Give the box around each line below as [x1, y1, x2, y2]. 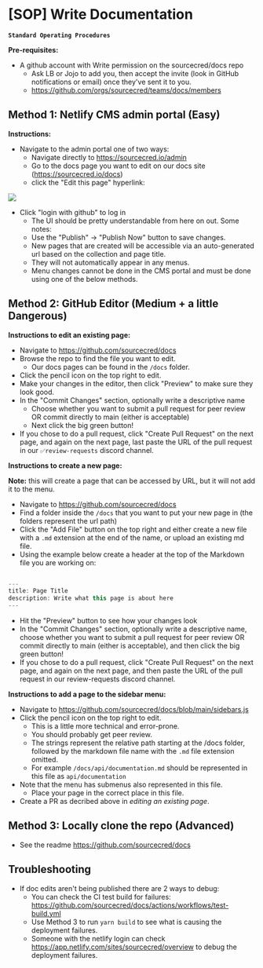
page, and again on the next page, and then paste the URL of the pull [19, 666, 243, 676]
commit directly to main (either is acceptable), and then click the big [19, 641, 240, 651]
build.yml [31, 908, 61, 918]
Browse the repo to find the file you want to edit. [19, 353, 177, 363]
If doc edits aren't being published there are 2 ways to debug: [19, 883, 220, 893]
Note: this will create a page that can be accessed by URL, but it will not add [8, 476, 256, 485]
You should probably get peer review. [31, 730, 153, 740]
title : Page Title [8, 587, 68, 595]
